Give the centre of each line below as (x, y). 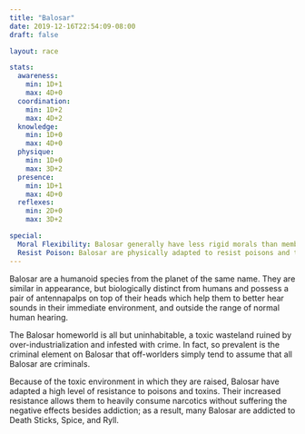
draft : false (34, 35)
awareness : (38, 76)
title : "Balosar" (42, 18)
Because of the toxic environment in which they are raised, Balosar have (144, 381)
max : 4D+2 (44, 118)
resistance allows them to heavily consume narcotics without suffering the (148, 400)
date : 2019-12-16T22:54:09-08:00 (73, 26)
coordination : (44, 101)
